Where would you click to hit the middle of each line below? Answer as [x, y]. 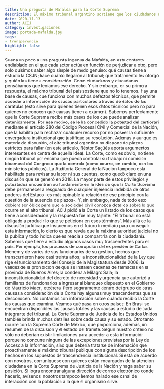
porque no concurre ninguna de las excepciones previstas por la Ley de [77, 340]
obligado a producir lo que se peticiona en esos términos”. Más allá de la [78, 221]
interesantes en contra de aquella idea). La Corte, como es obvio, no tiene [80, 153]
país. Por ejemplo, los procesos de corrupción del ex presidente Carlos [76, 246]
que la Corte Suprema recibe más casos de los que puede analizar [72, 117]
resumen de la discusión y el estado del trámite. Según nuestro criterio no [79, 329]
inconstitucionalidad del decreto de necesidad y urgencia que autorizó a [78, 277]
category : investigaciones [32, 28]
